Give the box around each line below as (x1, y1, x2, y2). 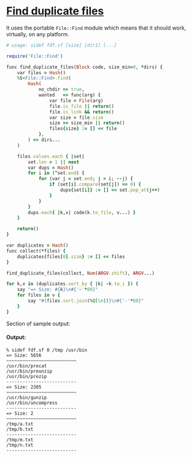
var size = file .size (49, 115, 104, 121)
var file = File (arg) (49, 98, 104, 104)
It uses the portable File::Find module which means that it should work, (6, 24, 187, 31)
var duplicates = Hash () (6, 242, 69, 248)
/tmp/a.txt (6, 421, 34, 427)
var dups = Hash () (28, 165, 74, 171)
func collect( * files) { (6, 248, 66, 254)
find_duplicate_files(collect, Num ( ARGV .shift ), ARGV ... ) (6, 270, 155, 276)
